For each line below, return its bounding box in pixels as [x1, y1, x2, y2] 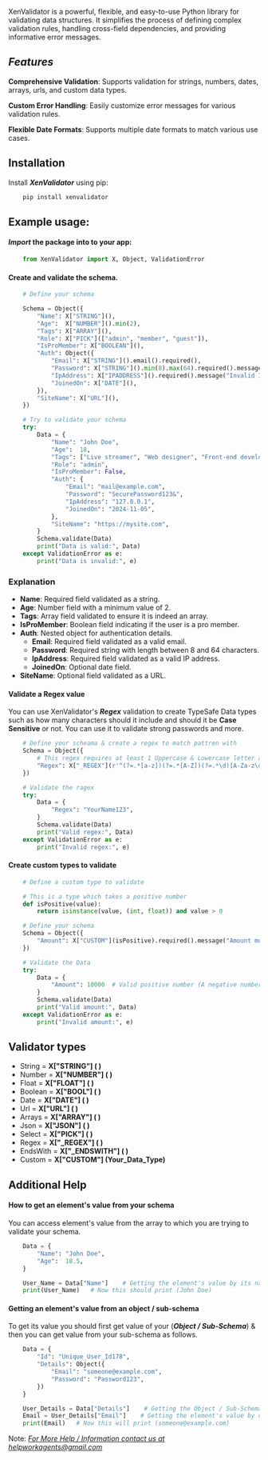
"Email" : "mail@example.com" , [65, 483, 166, 491]
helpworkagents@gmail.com [8, 1442, 103, 1452]
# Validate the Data [22, 958, 91, 966]
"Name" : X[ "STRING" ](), [37, 312, 116, 320]
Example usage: [8, 215, 90, 229]
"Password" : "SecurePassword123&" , [65, 490, 183, 498]
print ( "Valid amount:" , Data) [37, 1003, 137, 1011]
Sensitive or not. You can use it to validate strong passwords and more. [8, 724, 244, 734]
